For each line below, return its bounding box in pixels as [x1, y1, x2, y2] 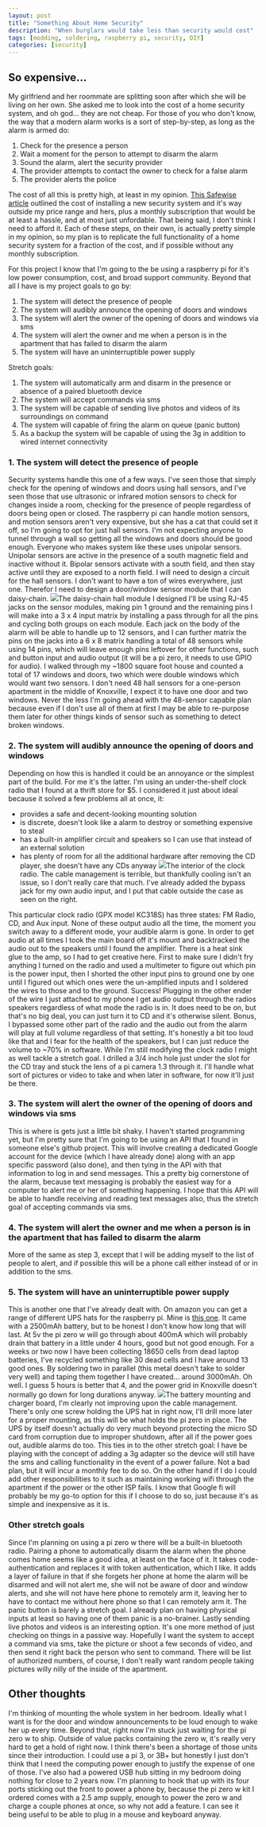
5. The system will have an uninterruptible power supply [8, 1287, 229, 1298]
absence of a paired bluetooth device [19, 386, 143, 395]
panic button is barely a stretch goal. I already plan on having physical [8, 1605, 237, 1614]
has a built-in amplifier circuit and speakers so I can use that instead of [19, 834, 253, 844]
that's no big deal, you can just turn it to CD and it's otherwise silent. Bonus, [8, 1011, 256, 1020]
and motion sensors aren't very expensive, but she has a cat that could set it [8, 517, 258, 526]
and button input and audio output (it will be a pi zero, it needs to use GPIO [8, 653, 253, 663]
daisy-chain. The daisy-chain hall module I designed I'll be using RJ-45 [8, 594, 249, 603]
